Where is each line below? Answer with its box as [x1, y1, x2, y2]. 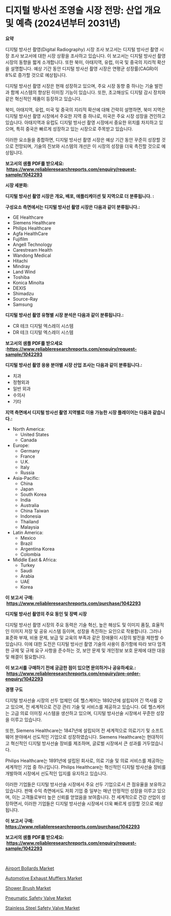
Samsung [12, 301, 33, 308]
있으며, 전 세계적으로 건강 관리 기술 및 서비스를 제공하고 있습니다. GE [10, 703, 147, 710]
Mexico [20, 535, 36, 541]
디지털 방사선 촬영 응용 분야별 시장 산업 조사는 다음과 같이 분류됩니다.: [5, 362, 142, 368]
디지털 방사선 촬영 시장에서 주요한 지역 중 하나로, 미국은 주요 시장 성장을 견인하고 [5, 113, 166, 119]
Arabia [20, 573, 35, 579]
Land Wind [12, 269, 36, 275]
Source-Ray [12, 296, 38, 302]
